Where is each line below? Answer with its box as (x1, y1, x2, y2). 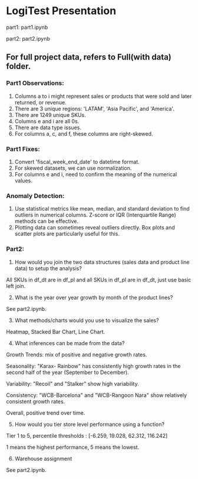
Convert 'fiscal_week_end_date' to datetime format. (14, 158, 140, 165)
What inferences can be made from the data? (14, 339, 125, 346)
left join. (6, 282, 26, 290)
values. (14, 177, 32, 184)
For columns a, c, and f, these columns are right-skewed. (14, 130, 153, 137)
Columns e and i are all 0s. (14, 117, 80, 124)
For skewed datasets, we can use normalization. (14, 164, 132, 172)
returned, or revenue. (14, 99, 67, 106)
